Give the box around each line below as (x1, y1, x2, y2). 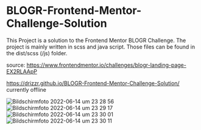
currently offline (6, 86, 47, 93)
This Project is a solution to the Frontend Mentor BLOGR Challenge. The (6, 36, 186, 44)
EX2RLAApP (6, 67, 38, 75)
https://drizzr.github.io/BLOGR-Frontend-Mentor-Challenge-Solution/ (6, 80, 180, 87)
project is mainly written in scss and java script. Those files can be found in (6, 43, 196, 50)
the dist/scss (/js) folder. (6, 49, 68, 56)
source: (6, 61, 26, 69)
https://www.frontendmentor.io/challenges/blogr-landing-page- (26, 61, 187, 69)
